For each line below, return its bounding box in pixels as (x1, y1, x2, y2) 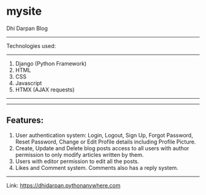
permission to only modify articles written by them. (15, 151, 144, 158)
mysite (6, 4, 42, 18)
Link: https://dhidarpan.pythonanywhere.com (6, 182, 121, 189)
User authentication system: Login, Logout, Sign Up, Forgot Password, (15, 131, 193, 139)
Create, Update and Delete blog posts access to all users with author (15, 144, 189, 151)
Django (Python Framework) (15, 59, 87, 67)
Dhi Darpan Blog (6, 25, 48, 32)
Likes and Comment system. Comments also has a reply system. (15, 164, 179, 171)
